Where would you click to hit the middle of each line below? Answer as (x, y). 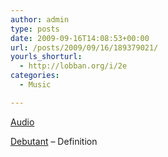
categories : (35, 76)
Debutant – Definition (54, 141)
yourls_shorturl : (46, 57)
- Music (35, 85)
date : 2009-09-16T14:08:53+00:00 (80, 38)
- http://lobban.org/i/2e (73, 66)
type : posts (35, 29)
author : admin (40, 19)
